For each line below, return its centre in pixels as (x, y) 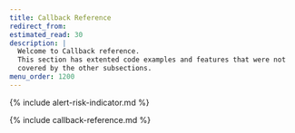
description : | (38, 43)
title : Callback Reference (60, 18)
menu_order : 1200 (42, 77)
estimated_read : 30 (46, 34)
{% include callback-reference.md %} (80, 119)
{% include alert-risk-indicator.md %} (79, 102)
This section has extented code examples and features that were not (152, 60)
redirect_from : (38, 26)
